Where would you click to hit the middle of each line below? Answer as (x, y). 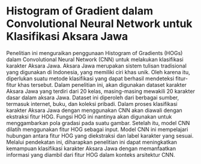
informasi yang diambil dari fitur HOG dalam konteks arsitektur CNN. (91, 154)
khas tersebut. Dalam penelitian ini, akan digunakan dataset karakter (102, 84)
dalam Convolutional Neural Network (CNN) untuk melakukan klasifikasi (95, 59)
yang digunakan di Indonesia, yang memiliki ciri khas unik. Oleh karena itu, (98, 72)
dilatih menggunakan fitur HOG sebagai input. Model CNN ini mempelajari (97, 129)
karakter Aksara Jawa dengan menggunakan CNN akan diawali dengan (94, 110)
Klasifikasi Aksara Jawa (67, 37)
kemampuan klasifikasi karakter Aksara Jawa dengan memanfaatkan (91, 148)
